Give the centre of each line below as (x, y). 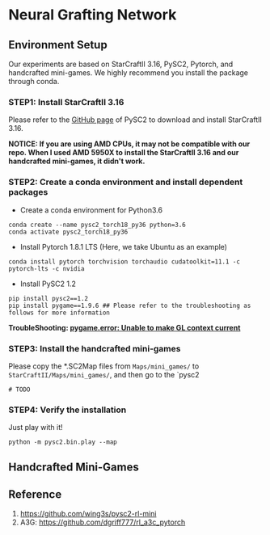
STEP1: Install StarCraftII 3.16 (66, 102)
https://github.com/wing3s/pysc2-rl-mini (88, 514)
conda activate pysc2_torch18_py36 (68, 232)
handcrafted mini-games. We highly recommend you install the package (129, 73)
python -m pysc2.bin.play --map (63, 442)
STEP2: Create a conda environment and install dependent (126, 182)
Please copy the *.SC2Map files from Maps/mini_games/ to (104, 366)
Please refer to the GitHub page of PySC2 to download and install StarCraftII (135, 120)
